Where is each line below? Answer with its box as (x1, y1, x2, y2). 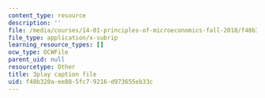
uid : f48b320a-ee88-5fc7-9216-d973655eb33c (8, 77, 154, 85)
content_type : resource (8, 11, 87, 20)
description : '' (8, 19, 62, 27)
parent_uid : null (8, 56, 65, 64)
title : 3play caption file (8, 70, 97, 78)
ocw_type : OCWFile (8, 48, 69, 56)
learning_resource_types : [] (8, 41, 104, 49)
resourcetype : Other (8, 63, 77, 71)
